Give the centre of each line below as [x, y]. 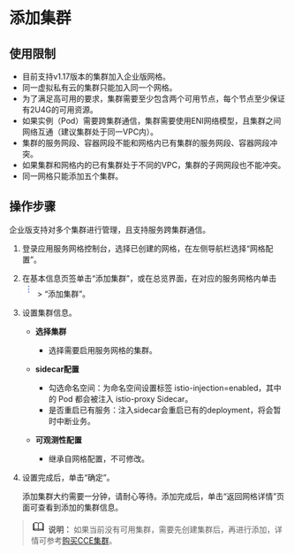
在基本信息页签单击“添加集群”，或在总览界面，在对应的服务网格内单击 [149, 278]
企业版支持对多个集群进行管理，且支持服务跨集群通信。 [109, 229]
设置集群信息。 [49, 312]
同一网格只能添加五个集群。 [72, 176]
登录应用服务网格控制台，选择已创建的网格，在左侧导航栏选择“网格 [143, 248]
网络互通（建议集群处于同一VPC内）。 [90, 132]
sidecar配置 [57, 369]
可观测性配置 [58, 440]
